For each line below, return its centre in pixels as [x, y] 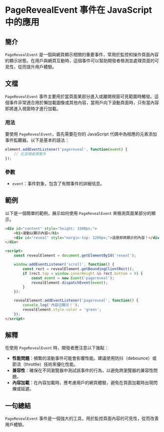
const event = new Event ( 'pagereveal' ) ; [73, 278]
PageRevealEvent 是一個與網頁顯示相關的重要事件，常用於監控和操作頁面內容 [82, 55]
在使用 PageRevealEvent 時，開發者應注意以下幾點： [57, 348]
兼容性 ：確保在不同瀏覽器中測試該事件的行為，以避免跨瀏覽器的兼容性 [83, 370]
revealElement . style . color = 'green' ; [62, 309]
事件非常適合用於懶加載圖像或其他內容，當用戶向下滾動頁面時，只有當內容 [84, 102]
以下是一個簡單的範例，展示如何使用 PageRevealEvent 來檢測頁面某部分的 [78, 213]
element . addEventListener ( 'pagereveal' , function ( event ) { [66, 150]
